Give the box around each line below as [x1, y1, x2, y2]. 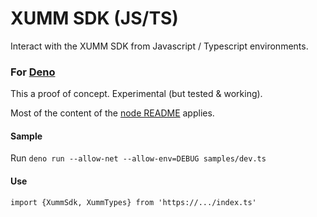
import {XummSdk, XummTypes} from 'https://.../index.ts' [10, 197, 257, 207]
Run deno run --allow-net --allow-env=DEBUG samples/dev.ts [10, 152, 267, 164]
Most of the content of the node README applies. [10, 107, 215, 119]
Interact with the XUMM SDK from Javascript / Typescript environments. [10, 40, 309, 52]
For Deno [10, 65, 56, 79]
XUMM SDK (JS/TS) [10, 7, 179, 30]
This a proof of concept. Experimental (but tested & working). [10, 88, 263, 100]
